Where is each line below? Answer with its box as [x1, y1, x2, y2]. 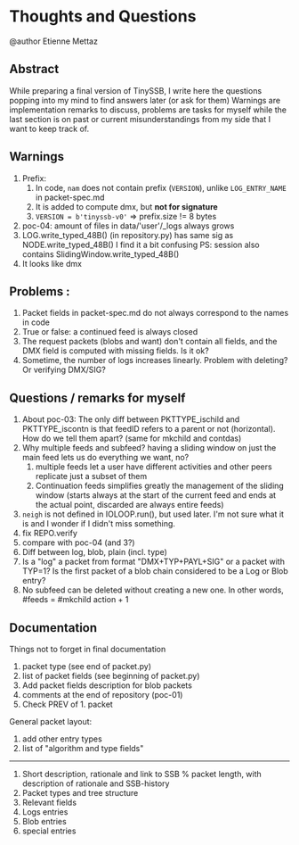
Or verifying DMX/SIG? [21, 364, 107, 376]
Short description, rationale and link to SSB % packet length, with [21, 769, 263, 779]
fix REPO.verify [21, 528, 78, 539]
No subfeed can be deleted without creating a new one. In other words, [21, 584, 285, 595]
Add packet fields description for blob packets [21, 680, 193, 691]
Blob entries [21, 816, 67, 826]
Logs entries [21, 807, 69, 817]
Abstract [9, 62, 60, 77]
